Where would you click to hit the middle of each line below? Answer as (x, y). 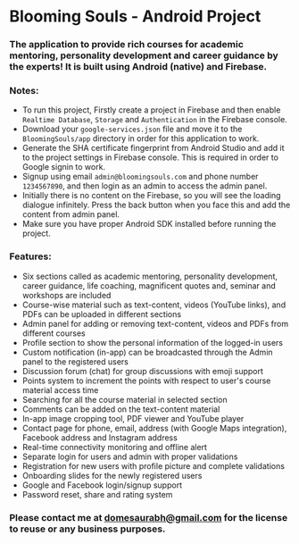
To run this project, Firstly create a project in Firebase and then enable (151, 110)
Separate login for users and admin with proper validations (130, 456)
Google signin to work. (63, 167)
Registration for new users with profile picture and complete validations (154, 465)
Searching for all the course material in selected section (125, 399)
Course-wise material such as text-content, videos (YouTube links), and (154, 305)
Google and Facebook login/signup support (102, 485)
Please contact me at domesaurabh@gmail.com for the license (149, 517)
